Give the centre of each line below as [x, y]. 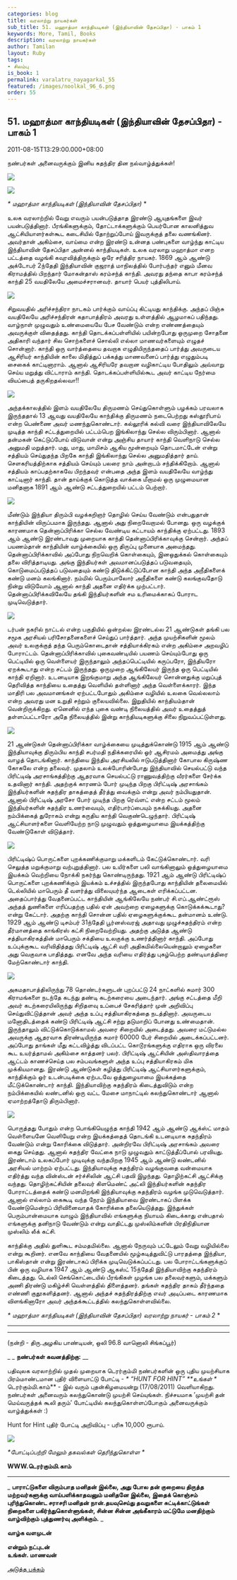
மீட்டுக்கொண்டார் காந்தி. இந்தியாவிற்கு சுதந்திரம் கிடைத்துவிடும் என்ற [101, 1084]
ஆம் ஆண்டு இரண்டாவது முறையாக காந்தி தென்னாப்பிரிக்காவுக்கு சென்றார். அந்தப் [118, 538]
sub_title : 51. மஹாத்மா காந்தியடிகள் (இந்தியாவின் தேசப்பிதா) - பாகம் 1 [104, 27]
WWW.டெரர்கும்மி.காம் [39, 1466]
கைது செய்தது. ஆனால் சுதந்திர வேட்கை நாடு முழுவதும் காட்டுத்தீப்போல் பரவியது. [115, 1151]
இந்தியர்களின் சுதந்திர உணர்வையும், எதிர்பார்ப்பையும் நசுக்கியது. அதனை [104, 807]
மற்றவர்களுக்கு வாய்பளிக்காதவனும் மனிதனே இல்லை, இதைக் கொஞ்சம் [103, 1495]
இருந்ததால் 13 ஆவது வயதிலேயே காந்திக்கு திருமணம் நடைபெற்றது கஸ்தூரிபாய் [114, 415]
